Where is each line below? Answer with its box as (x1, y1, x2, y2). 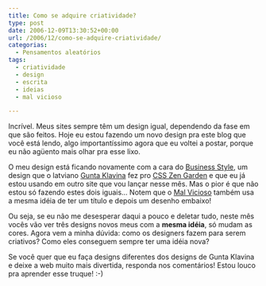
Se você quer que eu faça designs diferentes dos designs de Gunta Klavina (8, 252, 255, 262)
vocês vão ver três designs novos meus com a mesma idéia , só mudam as (8, 220, 253, 230)
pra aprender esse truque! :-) (8, 269, 104, 279)
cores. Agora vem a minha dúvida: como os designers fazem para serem (8, 228, 246, 238)
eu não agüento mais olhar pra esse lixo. (8, 147, 141, 157)
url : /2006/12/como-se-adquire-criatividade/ (8, 33, 161, 42)
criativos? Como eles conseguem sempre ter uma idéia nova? (8, 237, 210, 246)
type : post (8, 19, 44, 27)
